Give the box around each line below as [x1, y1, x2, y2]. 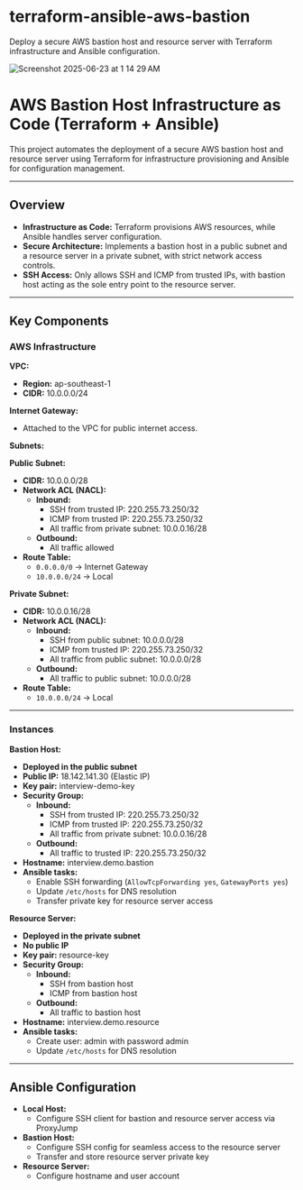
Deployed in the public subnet [22, 761, 138, 772]
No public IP [22, 939, 69, 950]
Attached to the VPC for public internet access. [22, 423, 198, 434]
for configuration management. [9, 162, 125, 173]
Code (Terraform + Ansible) [9, 114, 220, 134]
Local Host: [22, 1103, 67, 1114]
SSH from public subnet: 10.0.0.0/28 [49, 635, 185, 645]
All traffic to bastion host [49, 1007, 142, 1018]
